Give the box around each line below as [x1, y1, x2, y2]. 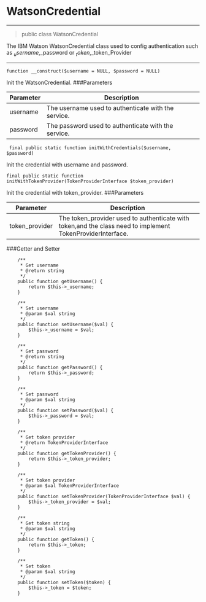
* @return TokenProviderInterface [20, 439, 109, 446]
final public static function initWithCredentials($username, [9, 144, 172, 151]
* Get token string [20, 520, 70, 526]
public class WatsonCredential [21, 30, 99, 37]
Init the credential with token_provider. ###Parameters [6, 189, 144, 196]
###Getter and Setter [6, 244, 60, 252]
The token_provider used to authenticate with [58, 214, 189, 222]
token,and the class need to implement [58, 221, 170, 230]
